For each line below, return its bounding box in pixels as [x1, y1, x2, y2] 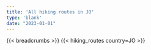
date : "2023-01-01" [6, 20, 56, 26]
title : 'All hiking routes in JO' [6, 9, 95, 15]
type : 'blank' [6, 15, 43, 21]
